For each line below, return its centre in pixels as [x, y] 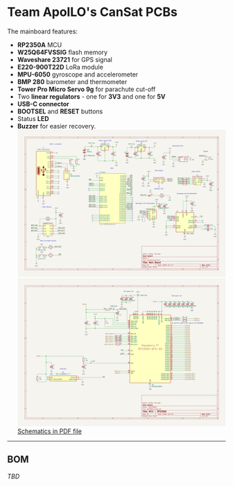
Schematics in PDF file [49, 431]
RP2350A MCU [40, 44]
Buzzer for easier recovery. [57, 126]
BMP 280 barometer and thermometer [72, 81]
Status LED [33, 118]
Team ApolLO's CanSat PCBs [93, 12]
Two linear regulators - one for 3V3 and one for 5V [91, 96]
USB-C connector [43, 104]
